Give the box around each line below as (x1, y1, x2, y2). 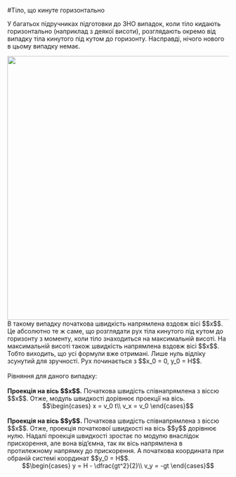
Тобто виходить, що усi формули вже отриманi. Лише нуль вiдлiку (7, 350, 206, 357)
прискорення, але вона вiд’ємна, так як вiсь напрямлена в (7, 439, 183, 447)
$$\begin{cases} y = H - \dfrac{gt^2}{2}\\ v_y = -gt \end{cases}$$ (22, 462, 214, 470)
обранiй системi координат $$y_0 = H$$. (7, 454, 130, 462)
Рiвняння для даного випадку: (7, 372, 98, 380)
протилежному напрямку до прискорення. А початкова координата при (7, 447, 224, 454)
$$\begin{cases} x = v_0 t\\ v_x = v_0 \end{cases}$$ (41, 402, 195, 410)
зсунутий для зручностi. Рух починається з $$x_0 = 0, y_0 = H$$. (7, 357, 202, 365)
